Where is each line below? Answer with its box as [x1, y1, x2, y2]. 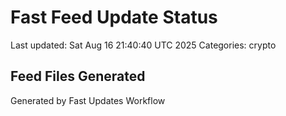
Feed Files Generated [10, 68, 146, 85]
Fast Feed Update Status [10, 6, 218, 29]
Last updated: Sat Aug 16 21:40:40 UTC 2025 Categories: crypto [10, 39, 277, 51]
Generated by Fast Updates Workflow [10, 94, 166, 106]
